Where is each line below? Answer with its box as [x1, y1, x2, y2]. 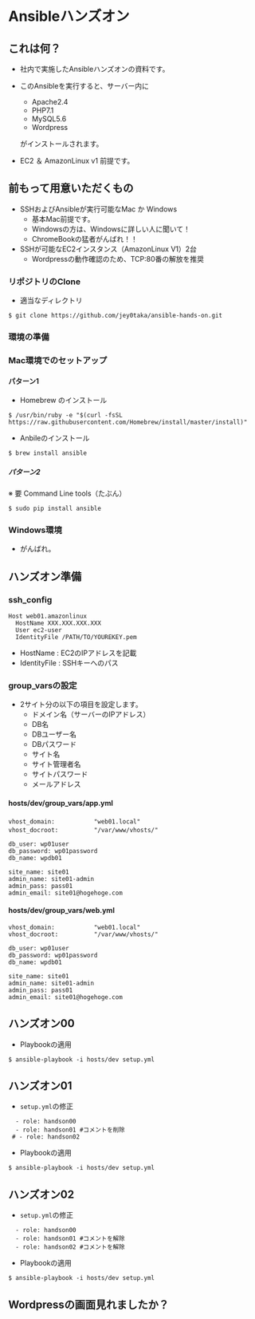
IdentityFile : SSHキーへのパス [19, 658, 119, 668]
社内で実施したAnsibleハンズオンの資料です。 [19, 65, 170, 73]
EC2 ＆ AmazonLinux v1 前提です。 [19, 156, 135, 165]
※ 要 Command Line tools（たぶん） [8, 488, 127, 499]
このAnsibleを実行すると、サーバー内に [19, 81, 149, 90]
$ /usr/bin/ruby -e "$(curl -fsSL [8, 412, 124, 420]
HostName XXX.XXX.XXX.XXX [15, 619, 102, 627]
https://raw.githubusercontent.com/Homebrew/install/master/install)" [8, 418, 248, 427]
